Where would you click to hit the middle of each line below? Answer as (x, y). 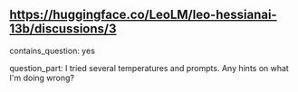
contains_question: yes (52, 51)
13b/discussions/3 (63, 29)
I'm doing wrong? (42, 78)
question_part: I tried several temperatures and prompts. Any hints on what (149, 68)
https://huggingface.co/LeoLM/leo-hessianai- (144, 15)
